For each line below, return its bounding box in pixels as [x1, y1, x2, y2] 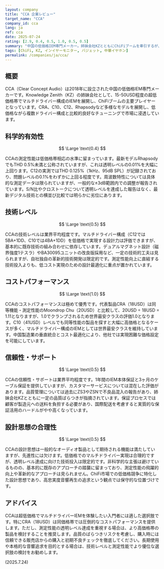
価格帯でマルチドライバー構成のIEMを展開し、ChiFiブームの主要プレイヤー [5, 98, 156, 104]
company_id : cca [5, 21, 38, 26]
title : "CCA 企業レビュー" [5, 12, 56, 17]
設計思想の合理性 [5, 423, 57, 431]
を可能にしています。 [5, 338, 48, 343]
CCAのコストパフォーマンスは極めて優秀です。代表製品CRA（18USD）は [5, 301, 152, 307]
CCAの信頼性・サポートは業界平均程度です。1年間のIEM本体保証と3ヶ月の [5, 377, 155, 383]
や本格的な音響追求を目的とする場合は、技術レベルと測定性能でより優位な [5, 544, 155, 549]
